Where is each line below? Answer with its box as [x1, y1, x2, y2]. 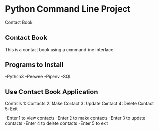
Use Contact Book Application [5, 88, 98, 96]
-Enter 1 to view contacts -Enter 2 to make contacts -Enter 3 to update [5, 115, 146, 121]
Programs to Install [5, 61, 64, 69]
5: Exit [5, 106, 18, 111]
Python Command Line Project [5, 3, 131, 15]
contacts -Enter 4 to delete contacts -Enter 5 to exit [5, 120, 108, 126]
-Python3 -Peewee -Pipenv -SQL [5, 74, 71, 79]
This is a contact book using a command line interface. [5, 46, 115, 52]
